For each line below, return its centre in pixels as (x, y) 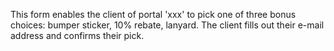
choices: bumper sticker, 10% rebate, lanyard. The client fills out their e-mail (167, 25)
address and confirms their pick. (77, 35)
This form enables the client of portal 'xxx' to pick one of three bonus (153, 14)
